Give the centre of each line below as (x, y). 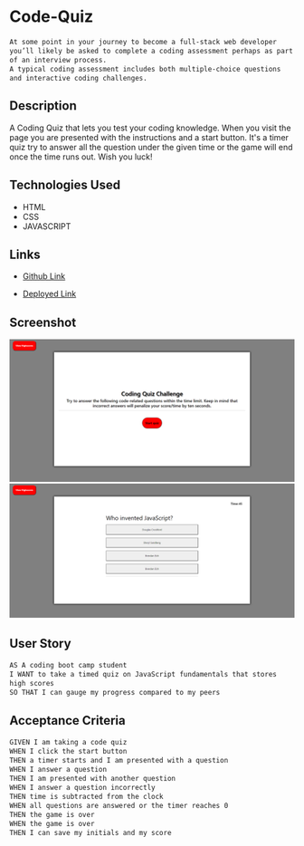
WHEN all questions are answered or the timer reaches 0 (119, 806)
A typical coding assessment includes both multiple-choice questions (145, 69)
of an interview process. (58, 60)
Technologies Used (65, 185)
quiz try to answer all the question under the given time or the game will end (151, 147)
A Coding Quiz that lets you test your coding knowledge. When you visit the (150, 128)
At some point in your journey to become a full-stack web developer (143, 42)
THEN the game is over (52, 815)
